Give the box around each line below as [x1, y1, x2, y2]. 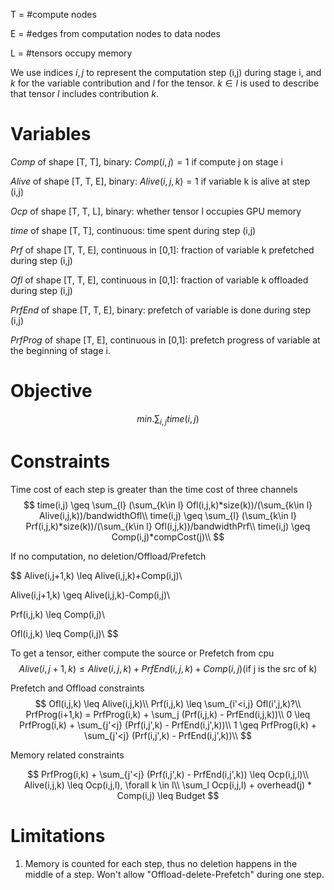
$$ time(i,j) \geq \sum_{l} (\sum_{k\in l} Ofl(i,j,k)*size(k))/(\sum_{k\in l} [23, 499, 313, 511]
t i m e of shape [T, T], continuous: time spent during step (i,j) [10, 224, 257, 236]
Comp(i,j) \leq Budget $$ [116, 789, 220, 801]
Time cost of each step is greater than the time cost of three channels [10, 483, 298, 495]
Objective [10, 380, 93, 403]
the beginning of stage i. [10, 344, 111, 356]
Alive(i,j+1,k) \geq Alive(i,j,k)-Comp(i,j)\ [10, 589, 171, 601]
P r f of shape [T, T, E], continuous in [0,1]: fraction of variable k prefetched [10, 244, 315, 256]
